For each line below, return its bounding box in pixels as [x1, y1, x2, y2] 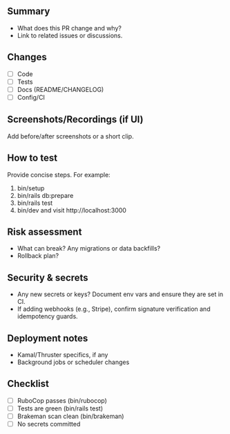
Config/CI [17, 93, 45, 101]
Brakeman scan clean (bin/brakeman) [17, 412, 124, 420]
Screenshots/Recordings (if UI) [7, 114, 144, 125]
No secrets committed [17, 419, 81, 428]
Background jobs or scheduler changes [17, 358, 130, 366]
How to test [7, 152, 57, 164]
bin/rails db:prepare [17, 191, 74, 199]
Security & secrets [7, 271, 88, 283]
